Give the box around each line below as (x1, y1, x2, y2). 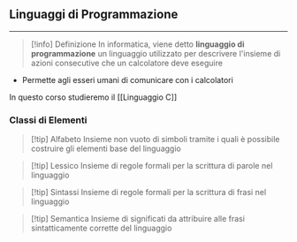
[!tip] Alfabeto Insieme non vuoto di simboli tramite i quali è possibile (30, 134, 280, 145)
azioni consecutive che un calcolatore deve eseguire (30, 57, 224, 68)
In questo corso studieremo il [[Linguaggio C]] (9, 92, 178, 102)
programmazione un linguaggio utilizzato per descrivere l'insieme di (30, 48, 281, 58)
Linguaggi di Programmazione (9, 7, 179, 22)
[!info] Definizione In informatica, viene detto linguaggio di (30, 39, 245, 49)
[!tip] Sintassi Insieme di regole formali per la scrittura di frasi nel (30, 187, 267, 198)
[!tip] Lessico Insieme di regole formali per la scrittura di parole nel (30, 161, 273, 171)
